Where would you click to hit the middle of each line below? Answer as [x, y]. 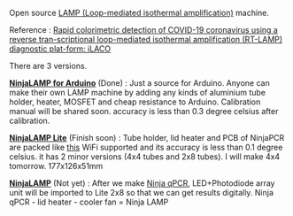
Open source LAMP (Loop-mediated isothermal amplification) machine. [139, 13]
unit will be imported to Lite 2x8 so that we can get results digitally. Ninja [142, 193]
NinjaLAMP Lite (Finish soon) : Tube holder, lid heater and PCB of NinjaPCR [147, 138]
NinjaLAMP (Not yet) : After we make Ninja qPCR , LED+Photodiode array [142, 183]
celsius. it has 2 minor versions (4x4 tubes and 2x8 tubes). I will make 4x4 [145, 157]
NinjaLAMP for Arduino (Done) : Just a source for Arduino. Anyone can [139, 83]
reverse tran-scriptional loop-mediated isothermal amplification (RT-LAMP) [146, 39]
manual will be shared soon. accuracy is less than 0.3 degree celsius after [144, 111]
